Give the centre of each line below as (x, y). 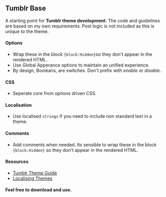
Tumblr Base (26, 8)
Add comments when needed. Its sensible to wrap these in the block (85, 145)
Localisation (19, 105)
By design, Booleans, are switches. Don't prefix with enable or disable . (87, 71)
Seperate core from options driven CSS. (54, 93)
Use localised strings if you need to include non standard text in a (82, 116)
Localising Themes (32, 178)
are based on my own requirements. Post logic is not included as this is (80, 26)
